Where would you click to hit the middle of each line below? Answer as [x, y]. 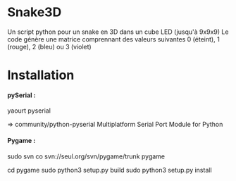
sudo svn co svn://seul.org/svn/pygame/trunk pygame [86, 156]
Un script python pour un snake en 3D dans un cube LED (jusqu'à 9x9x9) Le [118, 32]
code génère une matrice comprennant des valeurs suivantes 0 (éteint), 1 [113, 39]
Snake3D [35, 12]
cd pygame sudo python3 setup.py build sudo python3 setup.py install [110, 170]
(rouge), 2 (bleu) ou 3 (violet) [49, 46]
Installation [41, 75]
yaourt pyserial [29, 111]
